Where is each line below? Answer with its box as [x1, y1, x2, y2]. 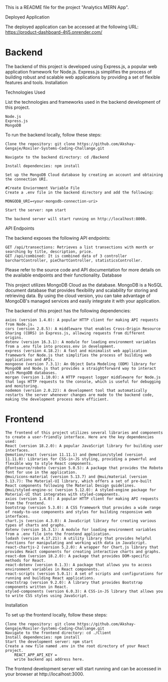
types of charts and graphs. [5, 522, 66, 528]
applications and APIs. [5, 357, 55, 362]
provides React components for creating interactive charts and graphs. [5, 549, 161, 554]
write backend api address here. [14, 657, 85, 662]
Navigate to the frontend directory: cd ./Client [5, 630, 112, 635]
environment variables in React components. [5, 567, 100, 572]
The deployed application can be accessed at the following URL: [5, 24, 139, 30]
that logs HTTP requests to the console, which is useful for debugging [5, 379, 161, 384]
